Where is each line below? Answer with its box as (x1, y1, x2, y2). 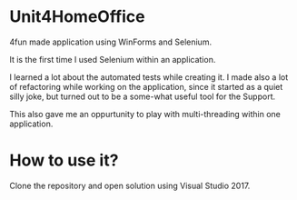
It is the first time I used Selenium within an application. (9, 54, 216, 65)
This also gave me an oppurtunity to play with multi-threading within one (9, 108, 282, 119)
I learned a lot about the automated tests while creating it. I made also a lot (9, 71, 289, 83)
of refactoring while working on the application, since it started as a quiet (9, 81, 283, 92)
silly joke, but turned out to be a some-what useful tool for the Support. (9, 91, 275, 102)
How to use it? (9, 150, 119, 171)
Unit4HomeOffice (9, 6, 145, 27)
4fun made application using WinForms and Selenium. (9, 36, 212, 47)
